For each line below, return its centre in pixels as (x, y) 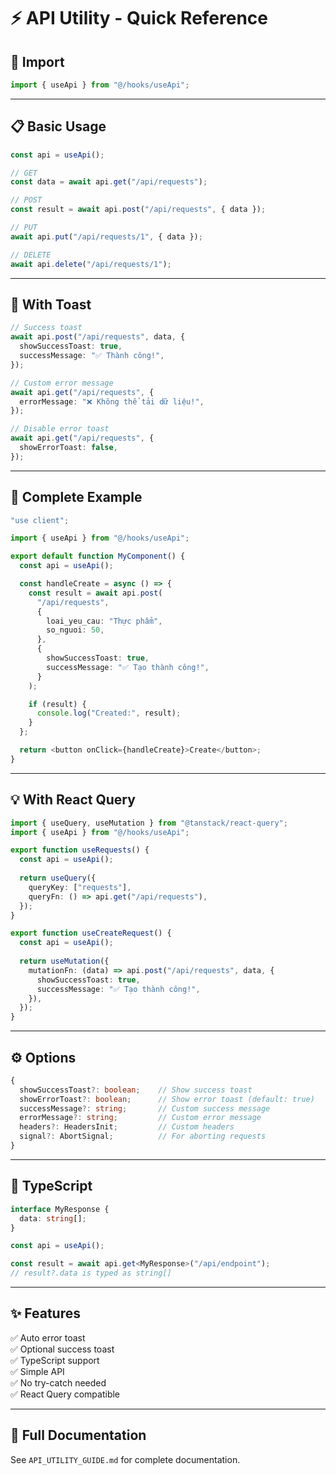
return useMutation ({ (64, 961)
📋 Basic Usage (58, 126)
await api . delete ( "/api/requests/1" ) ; (91, 264)
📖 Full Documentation (78, 1435)
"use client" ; (40, 520)
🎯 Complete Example (76, 497)
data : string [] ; (53, 1218)
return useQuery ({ (58, 878)
